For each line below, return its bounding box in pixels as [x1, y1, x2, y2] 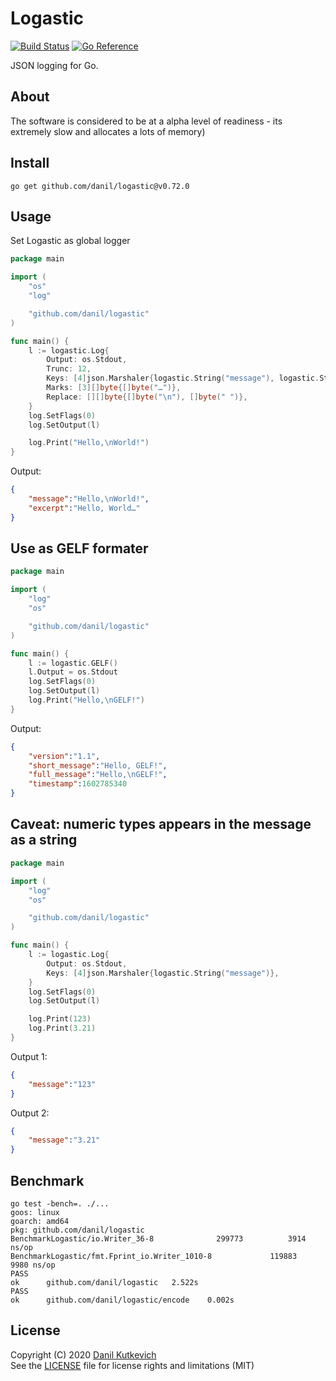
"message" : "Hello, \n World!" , [28, 494, 150, 504]
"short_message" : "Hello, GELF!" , [28, 760, 168, 771]
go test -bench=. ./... [10, 1198, 110, 1209]
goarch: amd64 [10, 1216, 70, 1226]
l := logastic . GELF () [28, 658, 118, 668]
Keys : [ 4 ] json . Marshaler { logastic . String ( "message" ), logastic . [46, 373, 320, 384]
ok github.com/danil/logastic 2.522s [10, 1277, 199, 1287]
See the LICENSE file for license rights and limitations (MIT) [10, 1359, 255, 1371]
